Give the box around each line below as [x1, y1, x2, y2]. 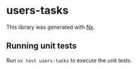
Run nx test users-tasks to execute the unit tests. [6, 56, 132, 64]
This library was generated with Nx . [6, 23, 95, 31]
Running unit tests [6, 41, 77, 51]
